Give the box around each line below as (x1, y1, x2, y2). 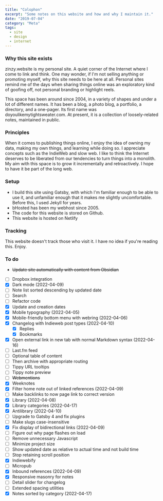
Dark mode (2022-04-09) (12, 282, 64, 288)
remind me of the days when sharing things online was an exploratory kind (5, 81, 155, 88)
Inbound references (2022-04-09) (12, 468, 81, 474)
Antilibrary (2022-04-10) (12, 408, 62, 414)
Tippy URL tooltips (12, 364, 50, 370)
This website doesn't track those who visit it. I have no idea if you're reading (5, 238, 158, 244)
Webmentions (12, 375, 40, 381)
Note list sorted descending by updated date (12, 287, 102, 293)
